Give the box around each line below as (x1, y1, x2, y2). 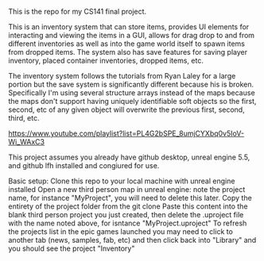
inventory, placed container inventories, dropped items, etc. (8, 56, 204, 65)
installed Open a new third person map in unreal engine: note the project (8, 185, 246, 194)
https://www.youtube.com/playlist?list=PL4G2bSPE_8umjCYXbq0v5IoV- (8, 129, 245, 138)
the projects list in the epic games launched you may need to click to (8, 227, 233, 236)
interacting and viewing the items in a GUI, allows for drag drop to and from (8, 31, 255, 40)
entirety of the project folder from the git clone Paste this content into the (8, 202, 248, 211)
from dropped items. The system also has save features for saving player (8, 48, 248, 56)
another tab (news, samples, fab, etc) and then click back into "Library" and (8, 236, 257, 244)
